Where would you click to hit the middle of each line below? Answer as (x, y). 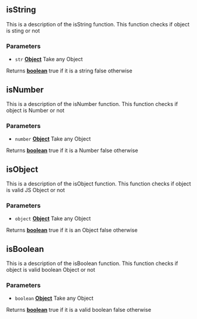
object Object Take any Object (53, 218)
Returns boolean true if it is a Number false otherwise (72, 151)
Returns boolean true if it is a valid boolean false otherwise (79, 310)
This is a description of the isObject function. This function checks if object (98, 184)
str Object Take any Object (49, 59)
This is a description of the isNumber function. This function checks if (92, 104)
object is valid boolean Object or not (51, 270)
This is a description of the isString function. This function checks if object (98, 24)
